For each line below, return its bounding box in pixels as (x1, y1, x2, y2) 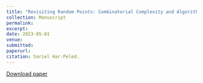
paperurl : (6, 48, 31, 54)
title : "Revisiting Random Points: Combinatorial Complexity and (6, 8, 174, 15)
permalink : (6, 20, 34, 26)
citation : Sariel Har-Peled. (6, 54, 80, 60)
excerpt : (6, 25, 28, 32)
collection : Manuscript (6, 14, 66, 20)
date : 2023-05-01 (6, 31, 50, 37)
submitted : (6, 43, 34, 49)
